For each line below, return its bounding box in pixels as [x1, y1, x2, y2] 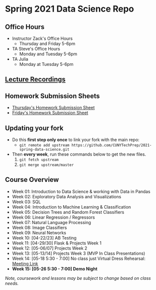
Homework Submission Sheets [5, 92, 100, 100]
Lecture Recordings [5, 75, 66, 83]
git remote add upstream [19, 143, 70, 148]
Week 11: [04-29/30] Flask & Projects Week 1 [12, 240, 102, 246]
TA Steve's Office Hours [12, 46, 61, 51]
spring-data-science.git [19, 147, 70, 152]
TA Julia [12, 56, 29, 62]
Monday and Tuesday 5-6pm [19, 51, 78, 57]
